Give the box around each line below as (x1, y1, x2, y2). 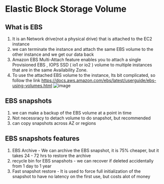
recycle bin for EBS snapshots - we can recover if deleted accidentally (12, 158, 154, 163)
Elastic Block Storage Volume (5, 3, 127, 15)
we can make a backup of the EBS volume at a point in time (12, 110, 132, 115)
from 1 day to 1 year (12, 163, 52, 169)
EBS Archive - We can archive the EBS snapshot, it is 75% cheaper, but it (12, 147, 159, 153)
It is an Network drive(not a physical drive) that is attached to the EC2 (12, 36, 152, 42)
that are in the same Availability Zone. (12, 67, 88, 73)
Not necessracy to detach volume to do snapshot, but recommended (12, 115, 151, 121)
